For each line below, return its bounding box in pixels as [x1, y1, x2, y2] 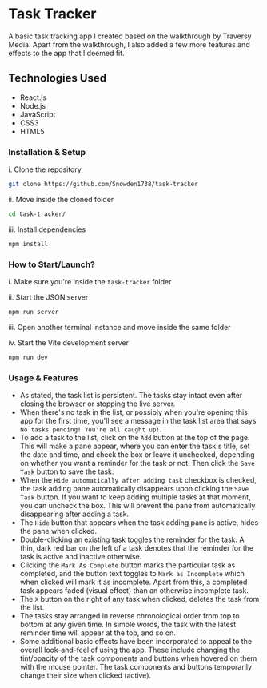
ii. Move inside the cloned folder [8, 194, 114, 204]
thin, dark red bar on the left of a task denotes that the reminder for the [19, 543, 254, 553]
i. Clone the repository [8, 165, 82, 174]
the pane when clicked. [19, 527, 98, 536]
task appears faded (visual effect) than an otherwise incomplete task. [19, 586, 249, 595]
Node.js [19, 101, 46, 110]
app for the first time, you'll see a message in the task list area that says [19, 416, 257, 426]
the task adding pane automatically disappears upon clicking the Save [19, 484, 249, 494]
